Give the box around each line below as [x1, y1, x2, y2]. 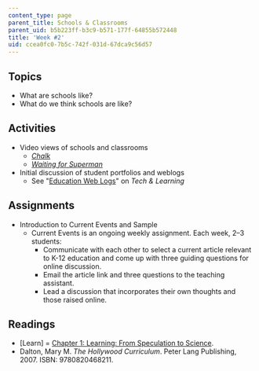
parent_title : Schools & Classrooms [8, 19, 128, 27]
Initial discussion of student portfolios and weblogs [19, 167, 184, 177]
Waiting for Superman [31, 159, 104, 169]
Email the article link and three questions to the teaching [42, 270, 225, 279]
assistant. [42, 278, 75, 288]
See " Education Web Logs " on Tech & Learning [31, 176, 184, 185]
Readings [8, 318, 56, 331]
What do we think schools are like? [19, 99, 133, 108]
